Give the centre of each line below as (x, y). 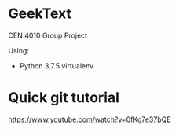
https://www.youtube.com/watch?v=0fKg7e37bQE (89, 119)
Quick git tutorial (64, 98)
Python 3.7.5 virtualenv (57, 66)
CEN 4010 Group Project (48, 35)
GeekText (40, 14)
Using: (19, 50)
